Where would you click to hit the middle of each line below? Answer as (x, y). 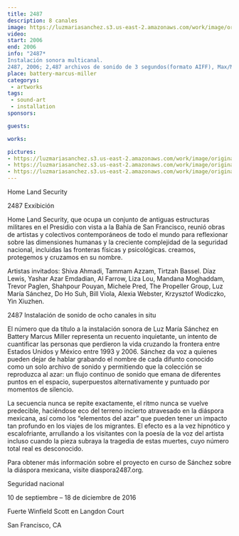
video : (17, 34)
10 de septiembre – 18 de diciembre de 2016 (72, 498)
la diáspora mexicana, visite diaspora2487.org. (75, 470)
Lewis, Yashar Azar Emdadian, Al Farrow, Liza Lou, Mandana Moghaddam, (116, 279)
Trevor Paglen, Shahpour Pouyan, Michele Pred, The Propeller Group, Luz (115, 286)
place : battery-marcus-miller (52, 73)
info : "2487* (27, 54)
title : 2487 (25, 14)
